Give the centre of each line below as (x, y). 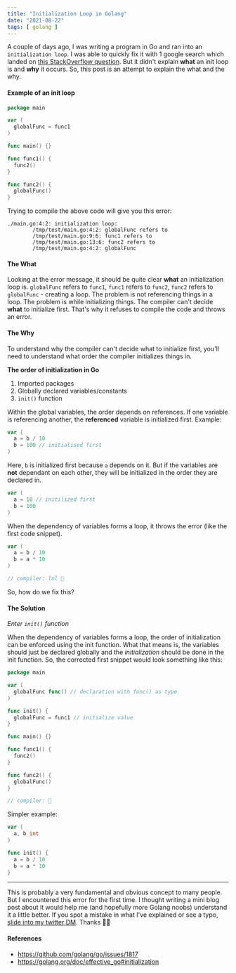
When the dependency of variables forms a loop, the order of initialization (114, 637)
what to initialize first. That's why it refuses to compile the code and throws (117, 309)
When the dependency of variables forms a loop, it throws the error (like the (117, 526)
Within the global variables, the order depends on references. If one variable (118, 412)
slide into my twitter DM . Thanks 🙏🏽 (59, 922)
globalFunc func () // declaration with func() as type (96, 692)
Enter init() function (38, 624)
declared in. (25, 480)
